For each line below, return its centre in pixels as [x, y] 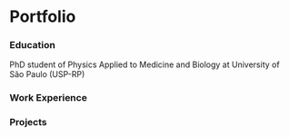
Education [33, 45]
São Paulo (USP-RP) [47, 74]
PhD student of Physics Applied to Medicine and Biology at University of [144, 64]
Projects [28, 122]
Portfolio [43, 17]
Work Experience [49, 98]
